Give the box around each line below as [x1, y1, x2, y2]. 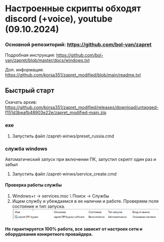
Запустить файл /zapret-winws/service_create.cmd [12, 171, 117, 176]
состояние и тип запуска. [12, 203, 65, 209]
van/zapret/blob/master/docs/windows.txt [5, 57, 90, 64]
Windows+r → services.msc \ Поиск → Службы [12, 193, 109, 199]
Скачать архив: [5, 99, 38, 105]
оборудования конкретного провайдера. [5, 231, 93, 237]
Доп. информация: [5, 67, 44, 73]
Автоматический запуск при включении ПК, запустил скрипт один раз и [5, 156, 156, 162]
